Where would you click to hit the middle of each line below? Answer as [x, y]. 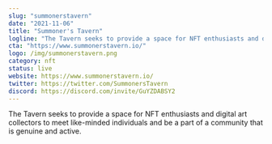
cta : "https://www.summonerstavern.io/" [78, 46]
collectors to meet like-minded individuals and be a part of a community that [136, 123]
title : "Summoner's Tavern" [56, 31]
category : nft [32, 61]
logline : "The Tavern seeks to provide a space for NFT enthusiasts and [134, 38]
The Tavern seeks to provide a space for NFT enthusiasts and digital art [128, 114]
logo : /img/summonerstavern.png [63, 53]
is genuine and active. [45, 131]
